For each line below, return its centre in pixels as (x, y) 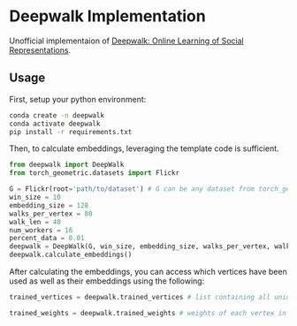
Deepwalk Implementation (107, 16)
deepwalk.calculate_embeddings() (71, 255)
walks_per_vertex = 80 (51, 214)
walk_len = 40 (35, 222)
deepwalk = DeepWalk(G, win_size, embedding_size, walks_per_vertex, (140, 246)
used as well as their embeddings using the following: (107, 281)
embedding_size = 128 (49, 205)
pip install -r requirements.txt (71, 132)
